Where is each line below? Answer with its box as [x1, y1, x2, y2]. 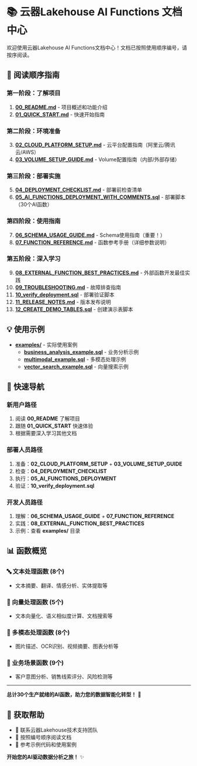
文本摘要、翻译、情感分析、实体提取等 [15, 582, 108, 589]
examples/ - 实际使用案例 [15, 341, 78, 348]
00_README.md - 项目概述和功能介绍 [15, 103, 108, 111]
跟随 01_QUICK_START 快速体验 [15, 422, 94, 430]
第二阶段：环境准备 [6, 127, 61, 135]
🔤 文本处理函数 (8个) [6, 568, 65, 576]
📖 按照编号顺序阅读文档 [15, 734, 72, 741]
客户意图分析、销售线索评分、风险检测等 [15, 673, 113, 680]
